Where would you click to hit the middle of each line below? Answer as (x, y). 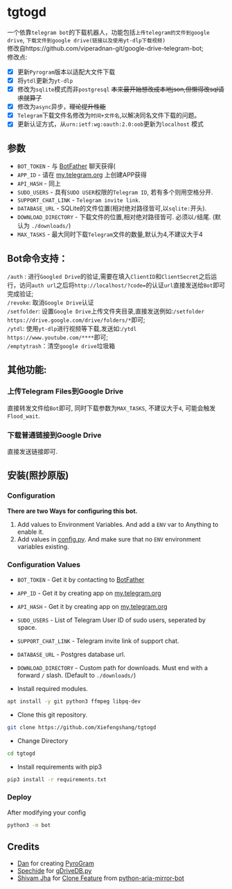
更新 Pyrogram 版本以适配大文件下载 (66, 72)
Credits (24, 846)
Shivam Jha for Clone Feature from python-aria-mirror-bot (101, 878)
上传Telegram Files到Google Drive (65, 391)
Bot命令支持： (37, 258)
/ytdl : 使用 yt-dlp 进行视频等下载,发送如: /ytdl (72, 328)
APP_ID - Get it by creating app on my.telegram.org (89, 593)
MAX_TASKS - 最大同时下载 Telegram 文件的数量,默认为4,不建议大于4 (110, 234)
